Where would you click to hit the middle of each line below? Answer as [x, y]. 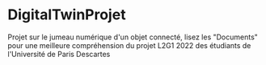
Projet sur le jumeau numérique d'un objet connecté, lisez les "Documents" [133, 37]
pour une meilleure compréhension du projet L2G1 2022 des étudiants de [129, 45]
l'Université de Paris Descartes [59, 54]
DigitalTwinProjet [67, 15]
